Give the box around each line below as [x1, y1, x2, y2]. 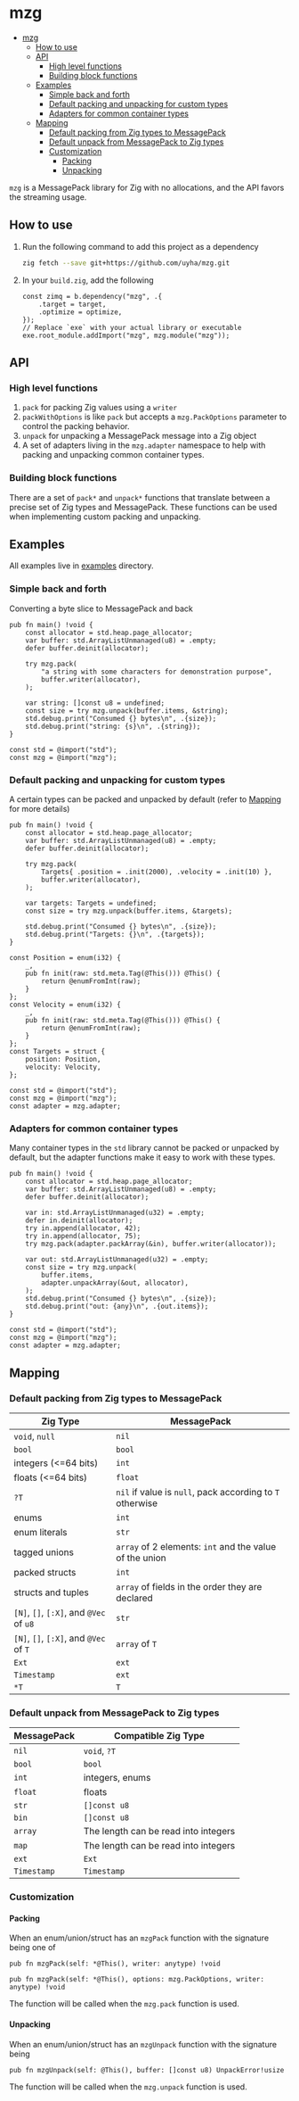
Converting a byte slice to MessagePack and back [9, 603, 193, 614]
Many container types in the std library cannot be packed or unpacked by [9, 1143, 279, 1154]
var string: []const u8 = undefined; [25, 699, 166, 707]
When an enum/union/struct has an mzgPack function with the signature [9, 1932, 270, 1943]
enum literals [13, 1526, 69, 1538]
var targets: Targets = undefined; [25, 899, 158, 908]
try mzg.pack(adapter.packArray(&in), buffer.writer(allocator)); [25, 1239, 277, 1249]
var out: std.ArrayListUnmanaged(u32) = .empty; [25, 1255, 209, 1264]
